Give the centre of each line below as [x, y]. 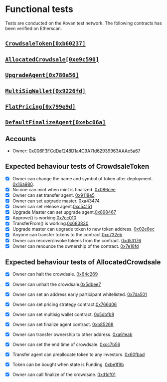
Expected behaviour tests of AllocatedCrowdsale [83, 262]
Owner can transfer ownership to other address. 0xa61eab [72, 334]
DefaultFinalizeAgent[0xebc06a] [56, 122]
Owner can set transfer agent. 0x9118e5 [53, 195]
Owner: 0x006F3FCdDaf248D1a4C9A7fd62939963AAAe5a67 [76, 151]
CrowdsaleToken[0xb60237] [45, 44]
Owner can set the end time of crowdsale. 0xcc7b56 [66, 344]
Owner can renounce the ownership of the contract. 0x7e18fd [76, 246]
